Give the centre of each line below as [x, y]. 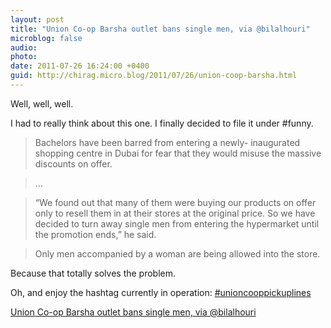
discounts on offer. [73, 163]
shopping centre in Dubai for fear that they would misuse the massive [178, 153]
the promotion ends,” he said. [95, 234]
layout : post [37, 19]
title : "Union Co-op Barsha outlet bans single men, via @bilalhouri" [160, 29]
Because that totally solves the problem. [93, 273]
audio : [24, 47]
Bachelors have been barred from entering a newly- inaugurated [167, 142]
